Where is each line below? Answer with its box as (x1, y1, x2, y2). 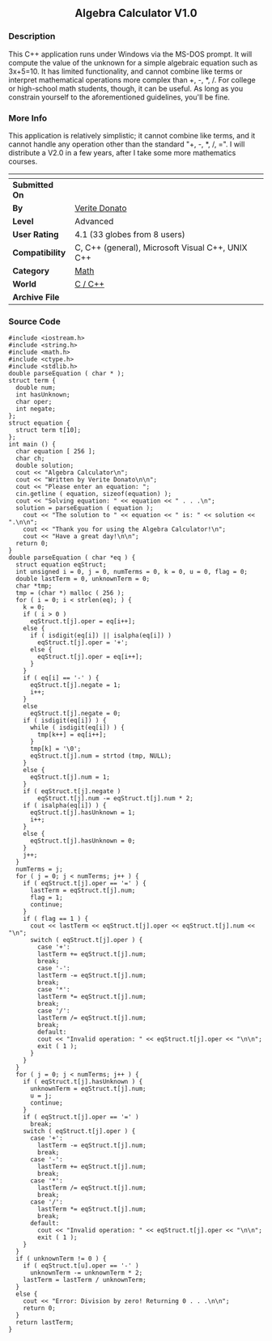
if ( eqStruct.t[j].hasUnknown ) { (23, 1078, 143, 1086)
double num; (15, 384, 57, 392)
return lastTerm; (15, 1318, 74, 1326)
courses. (8, 156, 38, 166)
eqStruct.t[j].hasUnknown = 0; (29, 837, 136, 845)
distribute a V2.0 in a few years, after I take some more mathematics (8, 147, 236, 157)
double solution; (15, 461, 74, 470)
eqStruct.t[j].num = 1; (29, 773, 111, 782)
